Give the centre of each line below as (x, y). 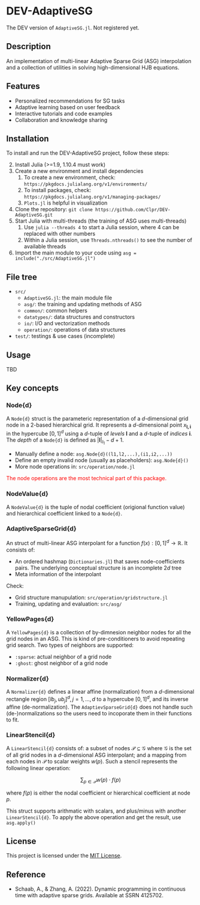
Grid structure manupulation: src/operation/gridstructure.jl (91, 597)
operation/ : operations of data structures (75, 330)
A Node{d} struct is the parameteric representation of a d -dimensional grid (97, 418)
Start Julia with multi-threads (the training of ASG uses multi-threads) (101, 221)
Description (28, 47)
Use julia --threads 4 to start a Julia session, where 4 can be (101, 227)
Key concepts (32, 388)
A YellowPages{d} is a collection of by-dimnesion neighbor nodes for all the (99, 632)
